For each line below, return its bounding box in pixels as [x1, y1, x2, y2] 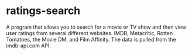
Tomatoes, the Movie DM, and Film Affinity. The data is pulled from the [6, 36, 177, 43]
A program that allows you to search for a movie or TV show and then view [6, 23, 186, 30]
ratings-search [6, 4, 81, 18]
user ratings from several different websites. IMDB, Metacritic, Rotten [6, 29, 173, 36]
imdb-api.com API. [6, 42, 52, 49]
